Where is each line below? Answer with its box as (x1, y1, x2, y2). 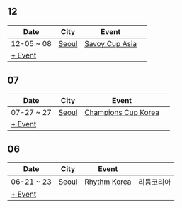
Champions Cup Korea (84, 107, 159, 117)
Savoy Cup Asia (84, 38, 137, 48)
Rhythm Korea (84, 177, 132, 187)
